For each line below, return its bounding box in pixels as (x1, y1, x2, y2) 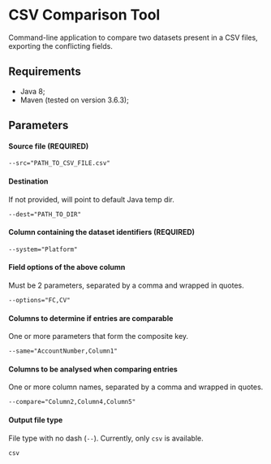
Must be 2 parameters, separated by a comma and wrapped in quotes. (8, 280, 245, 290)
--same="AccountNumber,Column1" (8, 347, 118, 355)
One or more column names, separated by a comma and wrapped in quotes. (8, 382, 264, 392)
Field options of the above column (8, 262, 126, 272)
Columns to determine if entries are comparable (8, 313, 174, 323)
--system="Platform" (8, 245, 79, 254)
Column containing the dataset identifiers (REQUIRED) (8, 228, 196, 237)
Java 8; (19, 86, 45, 96)
